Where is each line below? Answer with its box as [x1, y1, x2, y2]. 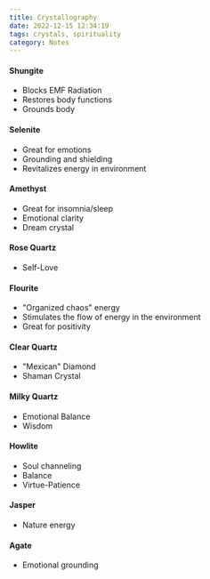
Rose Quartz [9, 242, 56, 253]
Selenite [9, 125, 41, 135]
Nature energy [21, 519, 76, 530]
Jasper [9, 500, 36, 511]
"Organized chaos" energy [21, 302, 120, 313]
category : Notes [9, 37, 69, 47]
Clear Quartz [9, 342, 58, 352]
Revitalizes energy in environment [21, 163, 147, 173]
